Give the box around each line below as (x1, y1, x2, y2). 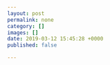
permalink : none (7, 16, 54, 23)
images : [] (7, 29, 39, 36)
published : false (7, 42, 57, 49)
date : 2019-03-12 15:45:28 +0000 (7, 36, 104, 42)
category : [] (7, 23, 45, 29)
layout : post (7, 10, 45, 17)
